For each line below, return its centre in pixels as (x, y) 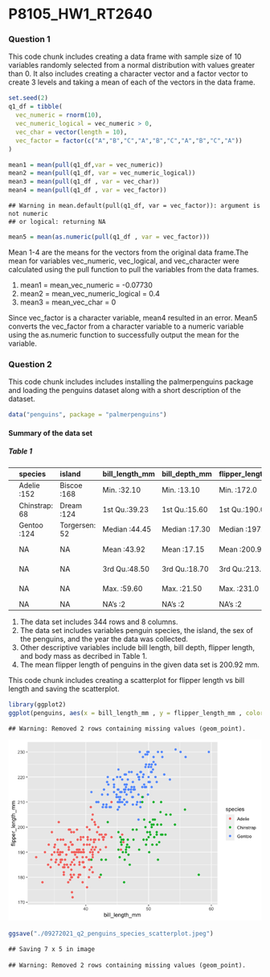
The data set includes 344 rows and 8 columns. (99, 622)
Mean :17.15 (183, 549)
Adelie (29, 486)
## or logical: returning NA (57, 222)
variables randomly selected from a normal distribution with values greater (132, 65)
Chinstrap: (36, 505)
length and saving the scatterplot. (64, 689)
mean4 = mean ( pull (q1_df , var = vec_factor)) (88, 190)
